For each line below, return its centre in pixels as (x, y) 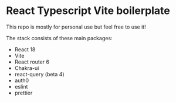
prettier (23, 93)
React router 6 (32, 62)
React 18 (25, 49)
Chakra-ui (27, 68)
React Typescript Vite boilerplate (88, 11)
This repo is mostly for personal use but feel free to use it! (76, 27)
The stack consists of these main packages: (59, 38)
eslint (21, 86)
